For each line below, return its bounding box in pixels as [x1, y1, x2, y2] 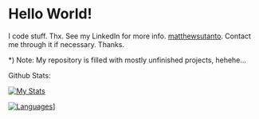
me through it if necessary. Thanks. [8, 39, 125, 49]
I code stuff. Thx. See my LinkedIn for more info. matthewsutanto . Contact [8, 31, 251, 41]
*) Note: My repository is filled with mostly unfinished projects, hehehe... [8, 55, 247, 65]
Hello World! [8, 5, 92, 23]
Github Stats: [8, 70, 51, 80]
